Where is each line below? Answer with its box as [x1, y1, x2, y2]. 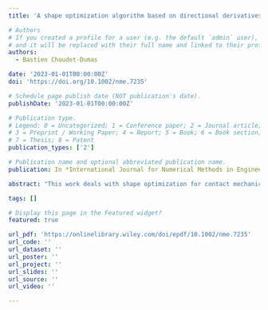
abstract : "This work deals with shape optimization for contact [8, 180, 230, 188]
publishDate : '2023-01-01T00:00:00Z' [8, 99, 134, 108]
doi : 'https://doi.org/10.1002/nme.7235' [8, 77, 148, 85]
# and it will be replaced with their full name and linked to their [8, 41, 245, 49]
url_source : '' [8, 275, 59, 284]
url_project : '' [8, 260, 62, 268]
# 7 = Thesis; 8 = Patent [8, 137, 94, 145]
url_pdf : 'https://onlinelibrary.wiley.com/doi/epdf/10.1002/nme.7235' [8, 231, 251, 239]
